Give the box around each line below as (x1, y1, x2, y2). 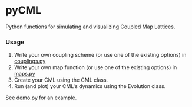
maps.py (14, 70, 36, 77)
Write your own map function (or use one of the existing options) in (14, 64, 177, 71)
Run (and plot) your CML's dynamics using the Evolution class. (14, 83, 166, 90)
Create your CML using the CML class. (14, 76, 108, 83)
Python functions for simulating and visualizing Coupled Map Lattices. (5, 23, 176, 30)
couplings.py (14, 57, 46, 65)
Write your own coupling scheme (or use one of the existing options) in (14, 51, 187, 59)
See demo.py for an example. (5, 94, 77, 101)
